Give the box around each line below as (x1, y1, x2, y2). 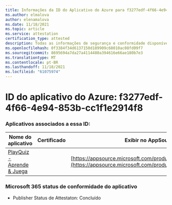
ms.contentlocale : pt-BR (5, 60, 58, 65)
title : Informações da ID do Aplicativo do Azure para (5, 7, 125, 13)
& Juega (8, 168, 28, 175)
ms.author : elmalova (5, 12, 50, 17)
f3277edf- (119, 92, 163, 103)
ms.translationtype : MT (5, 55, 56, 60)
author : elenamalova (5, 17, 50, 22)
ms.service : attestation (5, 31, 58, 36)
